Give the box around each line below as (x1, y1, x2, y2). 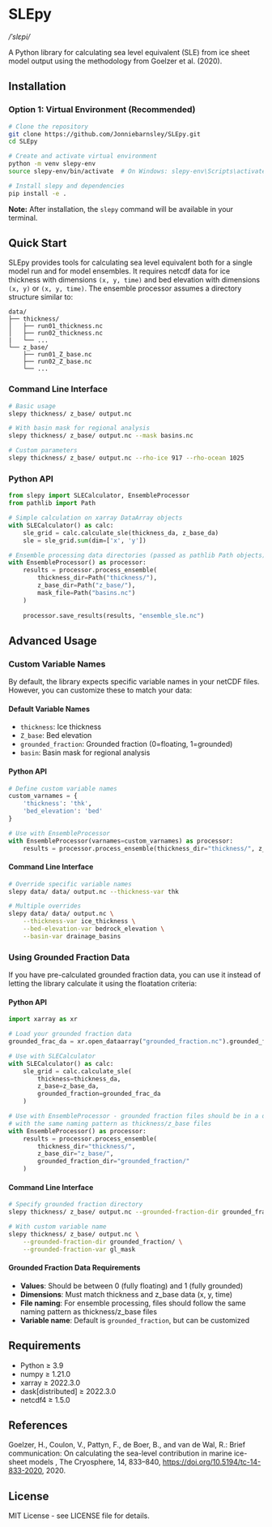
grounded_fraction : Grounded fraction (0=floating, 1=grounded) (19, 740, 233, 749)
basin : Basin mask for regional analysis (19, 748, 151, 757)
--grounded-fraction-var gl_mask (23, 1245, 136, 1253)
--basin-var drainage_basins (23, 932, 121, 940)
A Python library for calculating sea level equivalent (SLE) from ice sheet (8, 47, 250, 57)
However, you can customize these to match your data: (8, 685, 193, 695)
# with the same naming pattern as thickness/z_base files (8, 1119, 212, 1128)
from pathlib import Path (8, 499, 96, 507)
